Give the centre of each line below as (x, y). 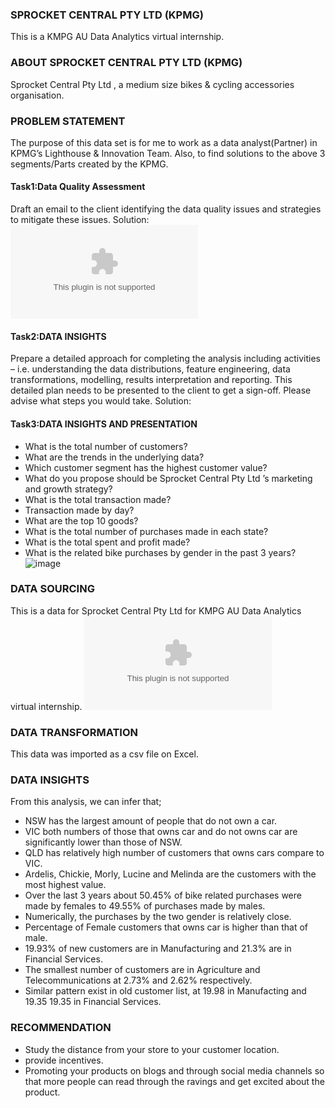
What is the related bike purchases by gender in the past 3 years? (160, 552)
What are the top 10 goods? (81, 520)
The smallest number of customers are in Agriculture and (142, 970)
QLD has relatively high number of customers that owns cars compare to (174, 853)
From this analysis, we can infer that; (86, 802)
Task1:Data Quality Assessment (78, 187)
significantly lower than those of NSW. (103, 842)
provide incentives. (64, 1060)
